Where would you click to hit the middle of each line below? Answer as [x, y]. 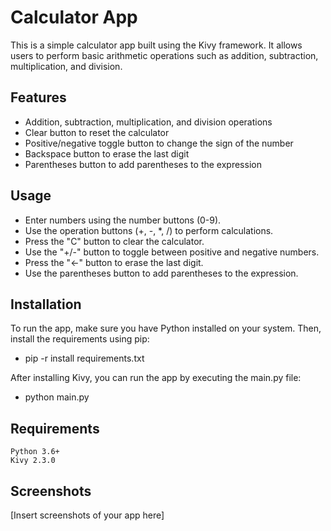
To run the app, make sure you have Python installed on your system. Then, [166, 328]
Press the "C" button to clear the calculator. [114, 241]
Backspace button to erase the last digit [107, 153]
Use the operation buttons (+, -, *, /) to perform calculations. [149, 230]
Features [38, 97]
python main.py [57, 397]
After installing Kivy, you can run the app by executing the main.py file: [156, 378]
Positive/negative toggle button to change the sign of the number [159, 143]
